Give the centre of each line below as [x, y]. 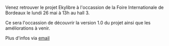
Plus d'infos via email [27, 38]
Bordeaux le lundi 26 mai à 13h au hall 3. [48, 13]
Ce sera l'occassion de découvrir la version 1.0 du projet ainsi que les [78, 23]
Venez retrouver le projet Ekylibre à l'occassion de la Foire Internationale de [84, 7]
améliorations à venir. [28, 28]
